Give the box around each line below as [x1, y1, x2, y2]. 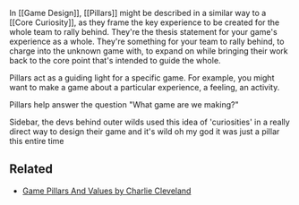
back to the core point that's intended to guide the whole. [9, 56, 221, 65]
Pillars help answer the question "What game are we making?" [9, 99, 239, 110]
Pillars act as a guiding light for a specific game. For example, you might [9, 73, 275, 83]
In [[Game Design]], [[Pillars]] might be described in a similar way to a [9, 8, 267, 18]
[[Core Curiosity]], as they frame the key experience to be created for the [9, 17, 280, 28]
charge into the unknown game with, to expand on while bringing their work [9, 46, 288, 56]
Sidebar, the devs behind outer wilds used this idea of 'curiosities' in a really [9, 116, 291, 127]
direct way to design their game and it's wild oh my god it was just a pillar [9, 126, 280, 137]
